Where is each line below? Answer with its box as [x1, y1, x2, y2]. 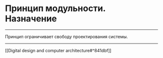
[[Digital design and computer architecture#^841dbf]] [5, 47, 112, 53]
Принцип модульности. [5, 3, 106, 14]
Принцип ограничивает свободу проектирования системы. [5, 33, 128, 39]
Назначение [5, 13, 57, 24]
